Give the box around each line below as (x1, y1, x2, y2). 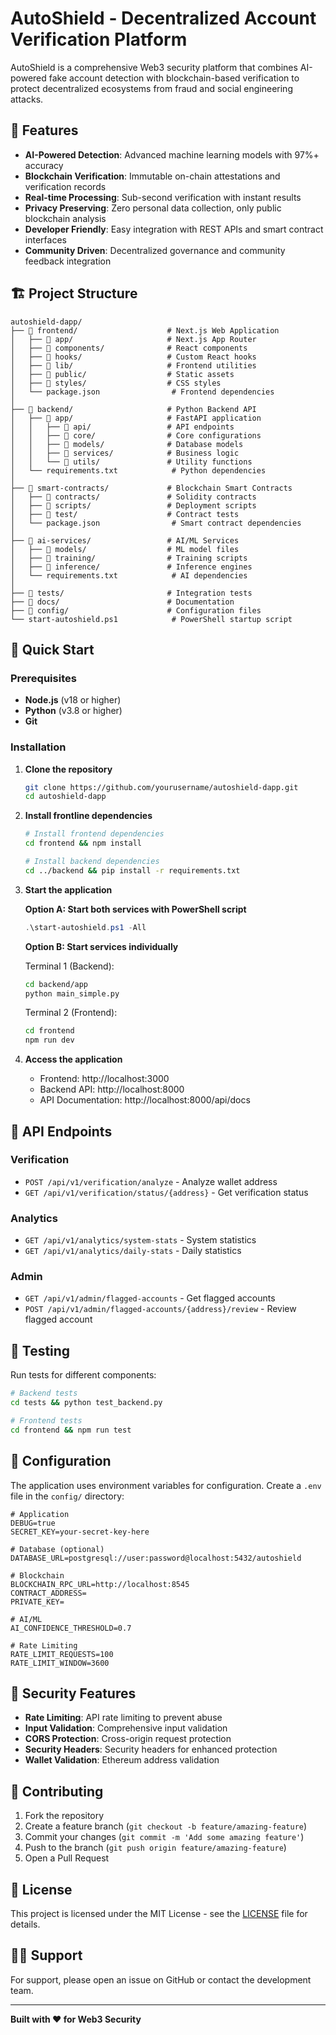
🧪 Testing (10, 1342, 71, 1359)
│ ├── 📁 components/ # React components (10, 343, 248, 353)
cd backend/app (24, 979, 89, 989)
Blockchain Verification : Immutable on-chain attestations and (24, 170, 281, 182)
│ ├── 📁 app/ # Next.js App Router (10, 334, 257, 344)
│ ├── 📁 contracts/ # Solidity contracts (10, 492, 257, 502)
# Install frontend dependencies (24, 829, 165, 839)
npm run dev (24, 1035, 75, 1046)
